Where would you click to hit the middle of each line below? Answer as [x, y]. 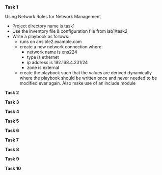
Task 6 [12, 131]
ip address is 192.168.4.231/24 [57, 62]
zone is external [43, 67]
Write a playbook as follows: [41, 36]
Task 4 [12, 111]
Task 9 [12, 159]
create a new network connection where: [61, 47]
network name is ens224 [52, 52]
